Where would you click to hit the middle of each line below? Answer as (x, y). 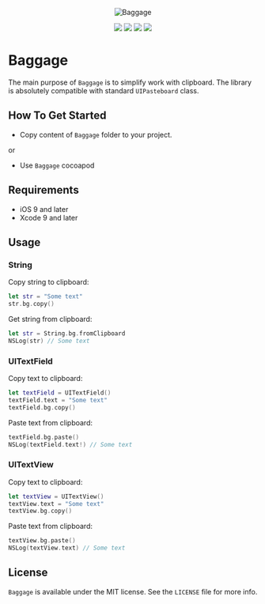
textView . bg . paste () (42, 541)
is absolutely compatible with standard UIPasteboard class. (104, 90)
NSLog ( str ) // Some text (49, 341)
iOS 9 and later (44, 209)
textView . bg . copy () (40, 511)
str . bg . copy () (32, 304)
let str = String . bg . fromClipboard (67, 334)
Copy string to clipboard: (49, 282)
